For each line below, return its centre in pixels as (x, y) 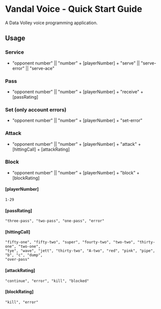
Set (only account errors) (36, 109)
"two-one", (29, 247)
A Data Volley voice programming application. (51, 23)
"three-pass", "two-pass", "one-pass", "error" (55, 221)
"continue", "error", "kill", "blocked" (47, 281)
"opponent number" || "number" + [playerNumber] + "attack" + (77, 144)
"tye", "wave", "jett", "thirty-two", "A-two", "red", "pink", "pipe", (80, 251)
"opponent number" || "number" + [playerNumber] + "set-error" (77, 120)
